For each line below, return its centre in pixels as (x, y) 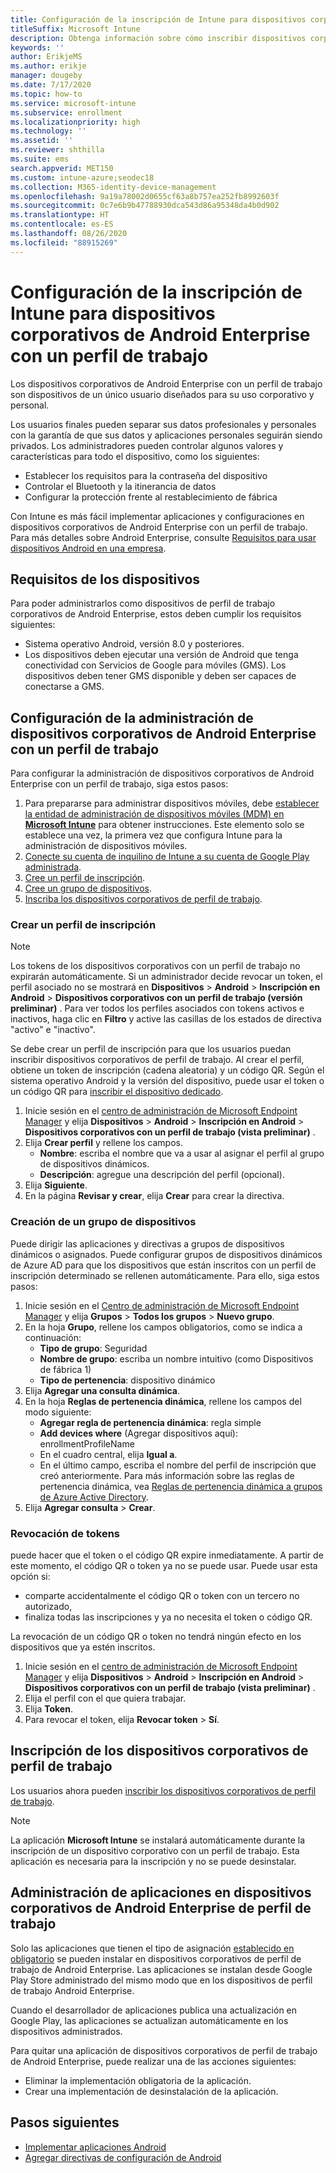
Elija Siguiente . (56, 1185)
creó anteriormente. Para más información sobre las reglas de (167, 1475)
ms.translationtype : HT (60, 215)
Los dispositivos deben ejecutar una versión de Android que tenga (161, 655)
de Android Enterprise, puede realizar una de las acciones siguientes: (153, 2061)
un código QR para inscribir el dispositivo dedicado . (117, 1092)
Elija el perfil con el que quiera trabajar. (105, 1698)
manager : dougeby (46, 76)
